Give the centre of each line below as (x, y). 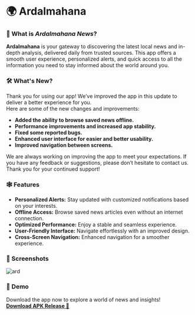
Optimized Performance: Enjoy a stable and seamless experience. (95, 225)
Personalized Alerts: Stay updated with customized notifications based (102, 200)
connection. (29, 218)
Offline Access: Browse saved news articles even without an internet (99, 212)
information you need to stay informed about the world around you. (88, 65)
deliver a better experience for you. (49, 102)
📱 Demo (18, 287)
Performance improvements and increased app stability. (85, 126)
